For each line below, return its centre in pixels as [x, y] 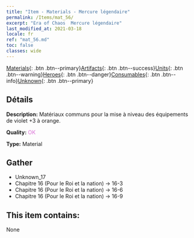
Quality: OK [21, 132]
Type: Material [24, 144]
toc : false [20, 46]
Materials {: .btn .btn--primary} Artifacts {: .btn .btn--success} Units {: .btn [95, 68]
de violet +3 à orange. [34, 120]
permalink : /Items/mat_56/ [40, 17]
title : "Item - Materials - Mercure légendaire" [68, 12]
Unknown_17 [30, 177]
